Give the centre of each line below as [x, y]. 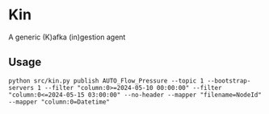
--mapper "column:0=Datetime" [59, 102]
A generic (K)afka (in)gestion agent [67, 37]
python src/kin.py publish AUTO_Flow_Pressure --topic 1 [106, 81]
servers [21, 88]
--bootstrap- [229, 81]
